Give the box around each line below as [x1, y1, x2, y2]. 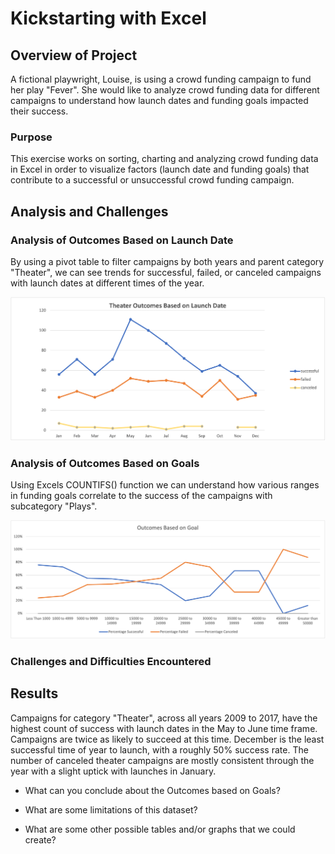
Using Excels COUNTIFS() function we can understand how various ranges [10, 479, 320, 491]
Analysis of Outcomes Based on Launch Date [10, 233, 234, 247]
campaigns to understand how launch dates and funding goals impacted [10, 95, 309, 106]
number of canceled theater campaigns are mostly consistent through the [10, 754, 315, 766]
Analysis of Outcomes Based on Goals [10, 456, 200, 470]
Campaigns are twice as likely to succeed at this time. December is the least [10, 733, 325, 745]
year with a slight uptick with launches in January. [10, 765, 217, 777]
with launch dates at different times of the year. [10, 277, 205, 289]
